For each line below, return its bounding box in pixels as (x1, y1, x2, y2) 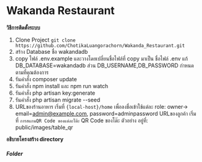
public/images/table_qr (15, 123, 73, 131)
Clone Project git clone (15, 36, 76, 43)
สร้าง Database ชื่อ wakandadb (15, 48, 88, 55)
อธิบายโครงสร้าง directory (6, 135, 64, 142)
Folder (6, 150, 23, 157)
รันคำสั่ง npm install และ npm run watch (15, 82, 109, 89)
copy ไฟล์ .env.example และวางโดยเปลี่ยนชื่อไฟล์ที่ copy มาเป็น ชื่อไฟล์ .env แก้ (15, 54, 188, 62)
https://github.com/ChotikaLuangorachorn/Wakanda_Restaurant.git (15, 42, 185, 49)
